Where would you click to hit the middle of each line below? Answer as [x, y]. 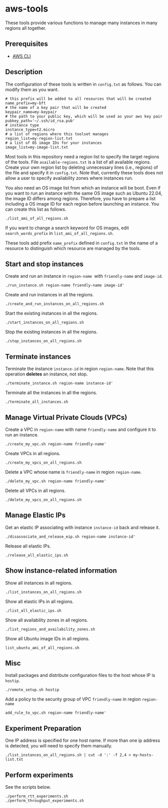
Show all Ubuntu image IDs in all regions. [47, 639]
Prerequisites [27, 44]
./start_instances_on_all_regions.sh [45, 323]
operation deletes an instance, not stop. [47, 374]
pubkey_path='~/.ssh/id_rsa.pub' [40, 121]
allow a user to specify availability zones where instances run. [69, 178]
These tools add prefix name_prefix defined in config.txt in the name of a [81, 243]
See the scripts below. [28, 787]
